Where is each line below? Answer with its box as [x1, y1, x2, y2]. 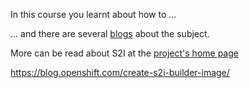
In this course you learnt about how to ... [10, 9, 177, 20]
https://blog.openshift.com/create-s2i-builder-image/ [10, 67, 230, 78]
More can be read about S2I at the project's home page [10, 47, 239, 59]
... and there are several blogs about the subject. [10, 28, 210, 39]
